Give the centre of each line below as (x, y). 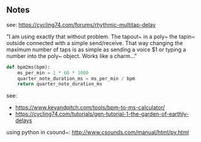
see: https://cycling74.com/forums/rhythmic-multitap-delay (81, 24)
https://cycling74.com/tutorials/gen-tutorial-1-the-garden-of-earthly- (102, 114)
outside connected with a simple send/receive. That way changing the (95, 43)
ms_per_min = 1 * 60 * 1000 (53, 73)
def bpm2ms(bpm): (28, 67)
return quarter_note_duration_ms (60, 84)
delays (24, 121)
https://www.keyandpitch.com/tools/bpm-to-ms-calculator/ (90, 108)
